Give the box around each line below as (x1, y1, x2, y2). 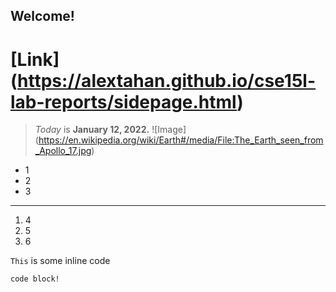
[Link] (10, 48, 60, 71)
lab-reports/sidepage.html (10, 90, 238, 113)
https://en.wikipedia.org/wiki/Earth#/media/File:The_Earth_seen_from (38, 134, 324, 146)
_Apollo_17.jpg (34, 145, 92, 157)
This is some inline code (10, 255, 111, 267)
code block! (10, 274, 60, 284)
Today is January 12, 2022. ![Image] (34, 124, 187, 136)
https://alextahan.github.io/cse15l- (17, 69, 317, 92)
